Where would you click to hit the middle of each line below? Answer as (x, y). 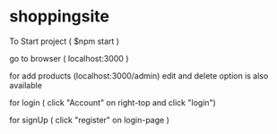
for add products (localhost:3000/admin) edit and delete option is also (139, 75)
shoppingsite (60, 17)
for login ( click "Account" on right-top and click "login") (113, 102)
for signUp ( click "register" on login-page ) (90, 120)
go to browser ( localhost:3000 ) (69, 58)
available (26, 85)
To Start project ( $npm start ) (64, 41)
